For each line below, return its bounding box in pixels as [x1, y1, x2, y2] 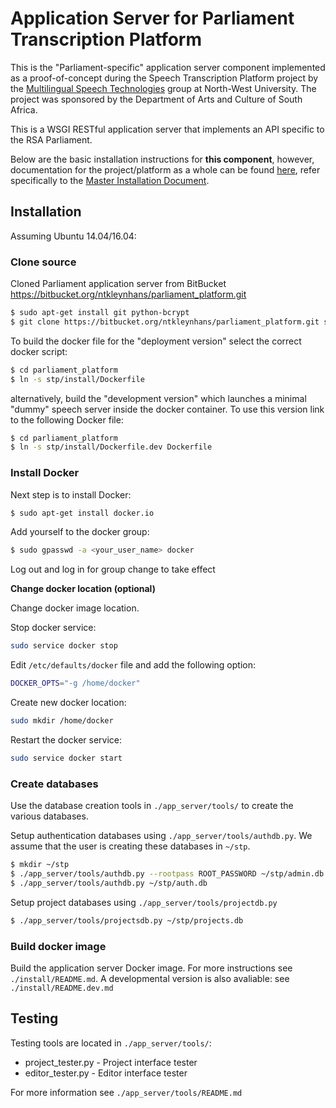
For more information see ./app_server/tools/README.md [10, 1086, 243, 1098]
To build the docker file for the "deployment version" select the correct [10, 335, 302, 347]
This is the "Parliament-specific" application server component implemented [10, 61, 326, 73]
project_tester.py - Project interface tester [24, 1056, 198, 1068]
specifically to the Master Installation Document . [10, 174, 210, 186]
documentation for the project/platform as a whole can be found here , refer [10, 163, 321, 176]
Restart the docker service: [10, 733, 123, 746]
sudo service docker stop [10, 641, 118, 651]
